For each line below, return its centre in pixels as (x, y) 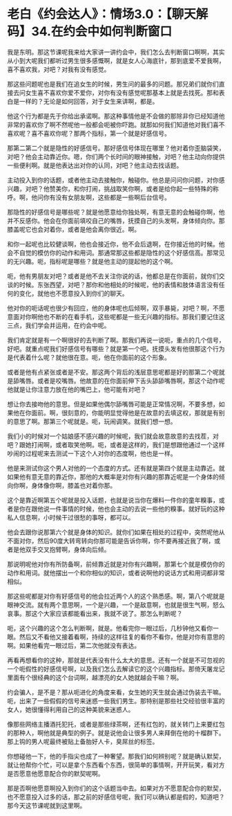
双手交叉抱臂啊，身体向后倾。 (68, 549)
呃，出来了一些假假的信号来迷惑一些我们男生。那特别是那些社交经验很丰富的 (116, 700)
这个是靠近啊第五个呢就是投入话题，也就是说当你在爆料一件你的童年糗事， (113, 500)
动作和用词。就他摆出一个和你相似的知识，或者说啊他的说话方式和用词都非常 (116, 572)
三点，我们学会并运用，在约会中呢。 (59, 325)
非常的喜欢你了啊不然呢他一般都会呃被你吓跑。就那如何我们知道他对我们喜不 (116, 125)
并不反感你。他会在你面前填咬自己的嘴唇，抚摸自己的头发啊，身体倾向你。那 (116, 220)
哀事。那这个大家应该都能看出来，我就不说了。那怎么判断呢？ (95, 613)
